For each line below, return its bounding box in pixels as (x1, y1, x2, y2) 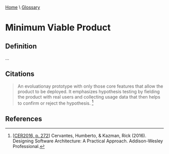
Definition (5, 42, 37, 50)
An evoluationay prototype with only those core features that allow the (17, 83, 163, 89)
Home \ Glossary (5, 5, 40, 10)
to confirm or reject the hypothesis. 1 (17, 99, 94, 106)
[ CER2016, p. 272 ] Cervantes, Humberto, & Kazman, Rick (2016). (12, 133, 147, 139)
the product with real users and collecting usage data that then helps (17, 94, 160, 100)
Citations (5, 70, 35, 79)
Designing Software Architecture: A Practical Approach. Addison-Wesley (12, 138, 163, 144)
